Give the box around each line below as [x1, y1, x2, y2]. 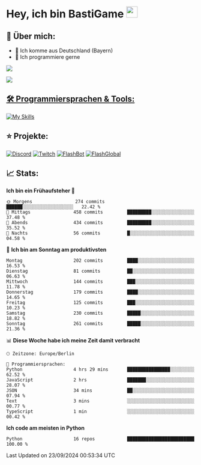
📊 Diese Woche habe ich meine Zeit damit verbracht [6, 337, 140, 344]
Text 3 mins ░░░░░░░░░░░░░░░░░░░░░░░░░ [6, 398, 195, 404]
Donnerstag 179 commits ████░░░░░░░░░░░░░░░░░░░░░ [6, 289, 195, 296]
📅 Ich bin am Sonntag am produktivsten [6, 246, 107, 254]
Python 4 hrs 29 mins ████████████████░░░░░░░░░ [6, 366, 195, 372]
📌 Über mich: [6, 31, 56, 41]
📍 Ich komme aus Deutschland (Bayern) [14, 47, 113, 54]
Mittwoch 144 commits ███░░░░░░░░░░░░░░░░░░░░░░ [6, 279, 195, 285]
